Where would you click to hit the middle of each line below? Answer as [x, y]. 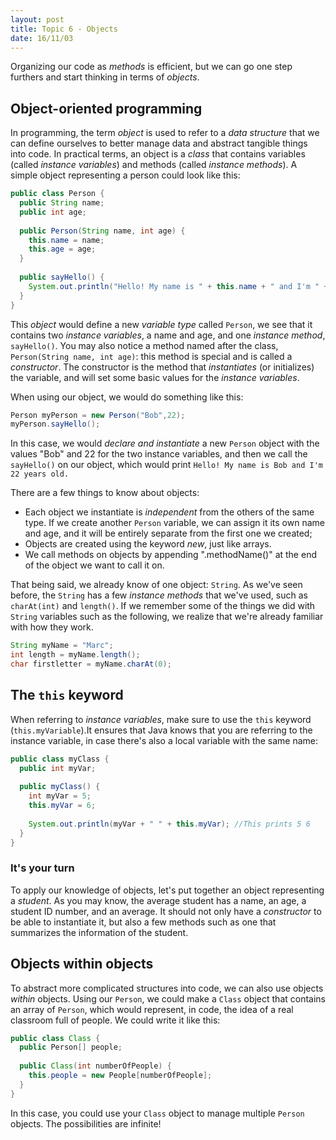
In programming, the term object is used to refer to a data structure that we [165, 133]
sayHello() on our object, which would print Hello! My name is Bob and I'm [166, 465]
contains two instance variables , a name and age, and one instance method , [168, 335]
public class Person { [57, 194]
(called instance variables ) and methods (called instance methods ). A [154, 165]
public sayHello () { [62, 277]
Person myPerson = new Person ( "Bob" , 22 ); [98, 415]
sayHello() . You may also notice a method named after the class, [144, 345]
